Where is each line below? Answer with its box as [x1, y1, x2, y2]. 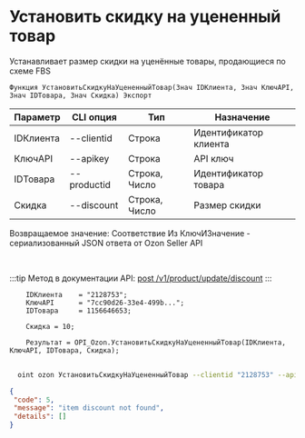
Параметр [14, 111, 61, 124]
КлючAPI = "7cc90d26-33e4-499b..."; [25, 298, 184, 307]
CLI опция [71, 111, 117, 124]
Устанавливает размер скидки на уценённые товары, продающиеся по [9, 55, 286, 66]
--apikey [69, 152, 110, 164]
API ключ [193, 152, 234, 164]
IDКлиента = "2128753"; [25, 290, 128, 299]
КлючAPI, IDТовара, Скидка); [9, 345, 120, 355]
